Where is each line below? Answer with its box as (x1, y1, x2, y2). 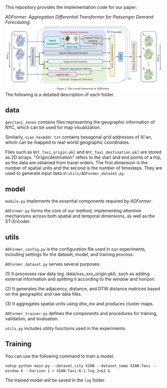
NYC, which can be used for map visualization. (5, 124, 101, 130)
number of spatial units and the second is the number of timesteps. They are (5, 165, 163, 171)
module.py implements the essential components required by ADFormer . (5, 198, 153, 204)
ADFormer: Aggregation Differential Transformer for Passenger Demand (5, 14, 154, 19)
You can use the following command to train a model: (5, 353, 115, 359)
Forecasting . (5, 19, 31, 25)
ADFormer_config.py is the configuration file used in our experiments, (5, 246, 146, 252)
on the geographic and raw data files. (5, 291, 82, 297)
